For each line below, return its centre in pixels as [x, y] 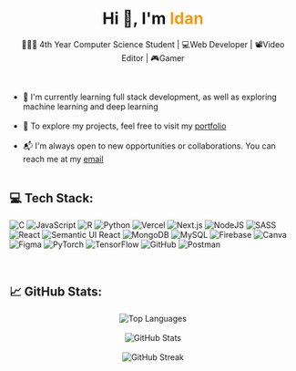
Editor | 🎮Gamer [153, 57]
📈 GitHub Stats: [56, 292]
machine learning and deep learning [91, 106]
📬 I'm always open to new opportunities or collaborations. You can [149, 146]
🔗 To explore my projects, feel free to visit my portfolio [124, 126]
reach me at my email [63, 159]
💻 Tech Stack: [51, 198]
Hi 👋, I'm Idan [153, 19]
